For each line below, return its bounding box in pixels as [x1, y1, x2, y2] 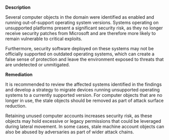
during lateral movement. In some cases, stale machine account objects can [5, 124, 164, 129]
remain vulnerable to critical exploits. [5, 36, 83, 42]
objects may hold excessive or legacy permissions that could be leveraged [5, 118, 161, 124]
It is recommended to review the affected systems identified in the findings [5, 81, 162, 87]
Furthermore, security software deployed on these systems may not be [5, 46, 154, 51]
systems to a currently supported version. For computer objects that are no [5, 92, 162, 98]
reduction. [5, 103, 27, 109]
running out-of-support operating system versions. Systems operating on [5, 20, 159, 25]
